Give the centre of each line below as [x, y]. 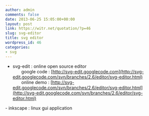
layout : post [19, 24]
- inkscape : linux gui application [39, 108]
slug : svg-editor [23, 33]
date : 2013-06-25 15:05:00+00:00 [40, 19]
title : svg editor [24, 38]
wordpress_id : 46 [23, 43]
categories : [18, 47]
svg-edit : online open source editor [49, 66]
